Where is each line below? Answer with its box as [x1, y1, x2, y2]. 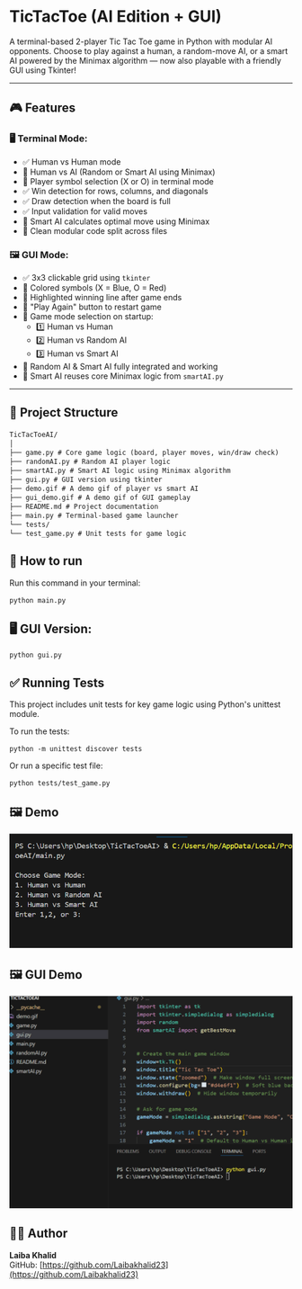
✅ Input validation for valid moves [22, 205, 148, 217]
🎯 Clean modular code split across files [22, 225, 168, 236]
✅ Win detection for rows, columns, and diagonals [22, 185, 209, 196]
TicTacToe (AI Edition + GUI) [9, 6, 222, 27]
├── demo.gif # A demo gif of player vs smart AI [9, 484, 200, 493]
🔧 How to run [9, 553, 83, 568]
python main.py [9, 595, 67, 604]
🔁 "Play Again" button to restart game [22, 301, 162, 312]
